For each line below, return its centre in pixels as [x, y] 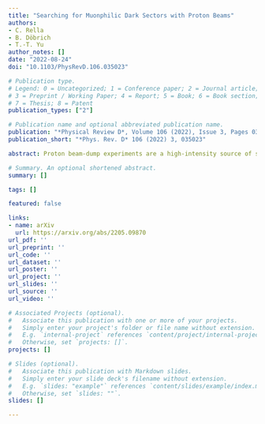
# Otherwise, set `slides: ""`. [65, 393]
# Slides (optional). [44, 364]
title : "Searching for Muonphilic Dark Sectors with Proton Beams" [121, 15]
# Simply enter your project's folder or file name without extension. [132, 328]
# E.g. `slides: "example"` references [77, 386]
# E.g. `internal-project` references [76, 335]
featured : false [35, 204]
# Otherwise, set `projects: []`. [68, 343]
